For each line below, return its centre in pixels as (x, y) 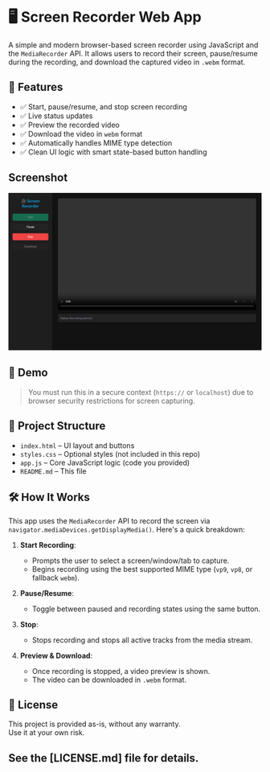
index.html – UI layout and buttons (77, 446)
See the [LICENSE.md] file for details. (104, 758)
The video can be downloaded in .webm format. (109, 680)
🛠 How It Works (49, 497)
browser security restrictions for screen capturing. (111, 400)
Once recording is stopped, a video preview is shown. (121, 671)
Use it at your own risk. (47, 733)
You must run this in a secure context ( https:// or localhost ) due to (141, 392)
